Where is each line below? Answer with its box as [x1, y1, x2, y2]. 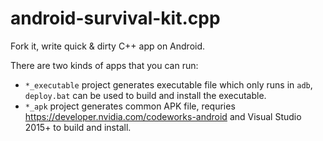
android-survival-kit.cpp [10, 7, 221, 30]
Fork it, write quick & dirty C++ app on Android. [10, 40, 206, 52]
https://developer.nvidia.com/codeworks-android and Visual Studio [24, 110, 302, 122]
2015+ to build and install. [24, 121, 132, 133]
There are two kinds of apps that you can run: [10, 59, 199, 71]
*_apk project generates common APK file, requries [24, 100, 236, 112]
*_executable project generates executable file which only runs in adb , [24, 78, 313, 91]
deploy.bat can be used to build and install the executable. [24, 89, 267, 101]
